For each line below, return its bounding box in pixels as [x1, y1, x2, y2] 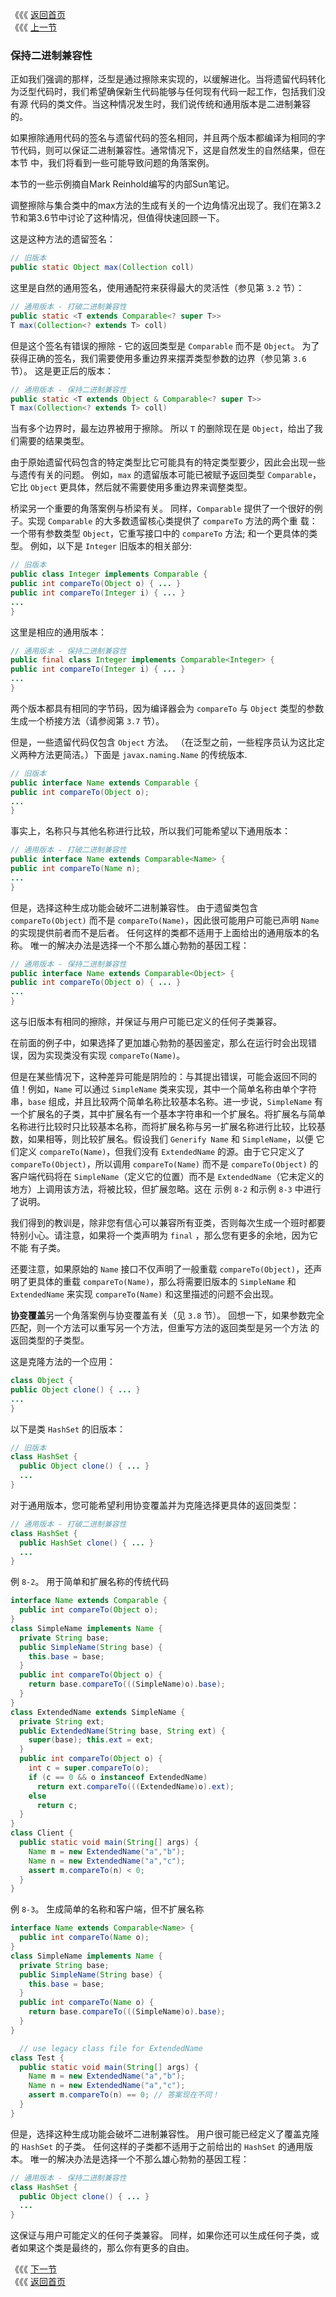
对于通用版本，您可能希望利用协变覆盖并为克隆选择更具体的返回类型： [10, 1499, 300, 1511]
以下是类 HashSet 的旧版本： [10, 1423, 126, 1435]
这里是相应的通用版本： [10, 626, 107, 638]
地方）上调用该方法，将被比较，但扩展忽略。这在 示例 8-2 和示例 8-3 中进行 [10, 1183, 322, 1195]
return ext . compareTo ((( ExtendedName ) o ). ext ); [36, 1781, 235, 1792]
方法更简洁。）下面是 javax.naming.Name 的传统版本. [36, 748, 248, 760]
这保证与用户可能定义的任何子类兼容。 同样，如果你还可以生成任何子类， [10, 2229, 311, 2242]
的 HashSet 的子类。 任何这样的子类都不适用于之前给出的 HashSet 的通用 [10, 2140, 305, 2152]
